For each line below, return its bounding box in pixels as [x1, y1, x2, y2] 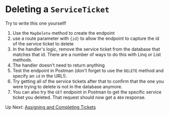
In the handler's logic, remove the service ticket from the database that [12, 46, 160, 52]
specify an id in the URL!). [12, 73, 67, 79]
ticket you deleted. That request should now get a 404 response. [12, 94, 146, 100]
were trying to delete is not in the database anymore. [12, 83, 123, 89]
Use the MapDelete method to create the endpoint [12, 30, 115, 36]
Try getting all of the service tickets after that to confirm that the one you [12, 78, 164, 84]
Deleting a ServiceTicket [5, 4, 109, 15]
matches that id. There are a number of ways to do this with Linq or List [12, 51, 161, 57]
